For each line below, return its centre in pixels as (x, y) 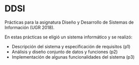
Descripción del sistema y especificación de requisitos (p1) (71, 46)
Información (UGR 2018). (30, 27)
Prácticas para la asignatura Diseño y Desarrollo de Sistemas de (69, 22)
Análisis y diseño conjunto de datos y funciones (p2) (65, 52)
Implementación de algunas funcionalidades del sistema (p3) (73, 57)
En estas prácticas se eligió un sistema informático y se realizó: (69, 37)
